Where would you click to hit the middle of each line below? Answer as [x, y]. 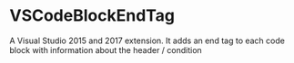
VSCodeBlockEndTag [92, 16]
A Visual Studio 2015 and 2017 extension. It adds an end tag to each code [147, 40]
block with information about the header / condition [106, 49]
